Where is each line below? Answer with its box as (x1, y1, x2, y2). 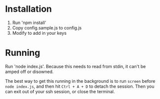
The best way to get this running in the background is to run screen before (5, 78, 156, 84)
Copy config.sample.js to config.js (12, 25, 82, 30)
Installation (5, 3, 52, 15)
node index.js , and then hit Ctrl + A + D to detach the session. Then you (5, 83, 155, 89)
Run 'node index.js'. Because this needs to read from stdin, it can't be (5, 63, 146, 69)
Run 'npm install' (12, 20, 47, 25)
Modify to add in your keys (12, 30, 67, 36)
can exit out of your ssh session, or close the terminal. (5, 88, 115, 94)
